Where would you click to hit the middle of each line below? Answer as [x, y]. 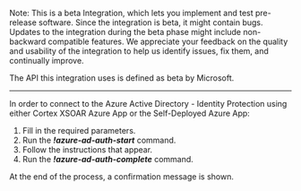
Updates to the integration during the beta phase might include [125, 32]
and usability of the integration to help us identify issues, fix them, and [139, 51]
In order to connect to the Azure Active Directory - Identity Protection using [148, 104]
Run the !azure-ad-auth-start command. [99, 140]
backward [28, 41]
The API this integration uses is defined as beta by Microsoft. [122, 78]
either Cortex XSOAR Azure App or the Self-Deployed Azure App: [130, 113]
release [23, 22]
